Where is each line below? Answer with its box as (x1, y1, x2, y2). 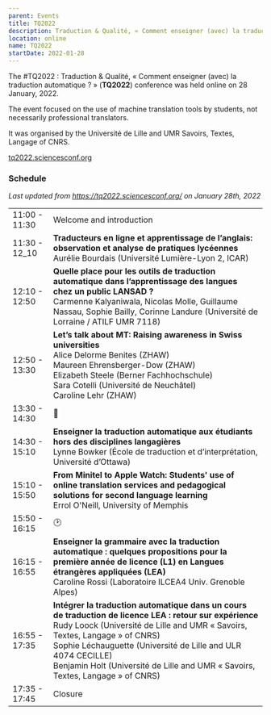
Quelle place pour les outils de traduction (52, 266, 216, 277)
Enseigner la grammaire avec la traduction (52, 536, 220, 547)
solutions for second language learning (52, 490, 208, 501)
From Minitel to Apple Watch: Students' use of (52, 470, 235, 481)
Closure (52, 688, 83, 700)
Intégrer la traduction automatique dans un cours (52, 600, 248, 611)
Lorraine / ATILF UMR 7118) (52, 316, 161, 328)
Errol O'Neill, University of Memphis (52, 500, 189, 511)
